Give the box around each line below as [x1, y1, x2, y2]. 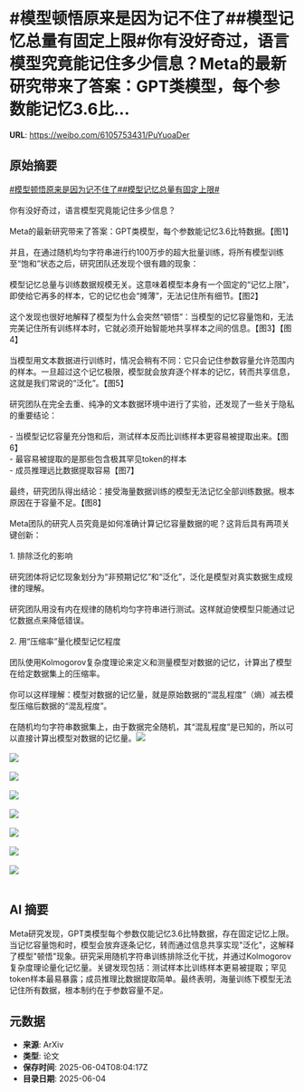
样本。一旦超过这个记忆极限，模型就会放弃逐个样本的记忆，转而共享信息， [16, 366, 295, 377]
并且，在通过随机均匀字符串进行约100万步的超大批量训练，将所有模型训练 [9, 246, 285, 257]
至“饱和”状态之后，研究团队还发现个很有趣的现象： [9, 257, 199, 268]
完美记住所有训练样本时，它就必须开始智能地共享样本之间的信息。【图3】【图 [9, 323, 292, 333]
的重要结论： [9, 410, 57, 420]
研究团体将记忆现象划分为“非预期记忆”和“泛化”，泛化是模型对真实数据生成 [9, 571, 285, 582]
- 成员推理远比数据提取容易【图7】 [9, 464, 139, 476]
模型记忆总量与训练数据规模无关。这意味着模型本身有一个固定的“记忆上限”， [9, 278, 294, 290]
